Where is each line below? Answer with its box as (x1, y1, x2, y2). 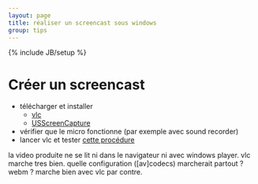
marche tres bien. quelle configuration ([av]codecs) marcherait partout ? (8, 159, 244, 168)
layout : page (8, 11, 51, 20)
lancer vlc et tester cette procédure (19, 135, 135, 145)
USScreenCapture (31, 118, 91, 128)
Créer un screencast (8, 76, 145, 93)
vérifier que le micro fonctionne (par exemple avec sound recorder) (19, 127, 239, 137)
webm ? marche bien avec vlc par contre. (8, 167, 143, 177)
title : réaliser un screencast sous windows (8, 19, 157, 27)
